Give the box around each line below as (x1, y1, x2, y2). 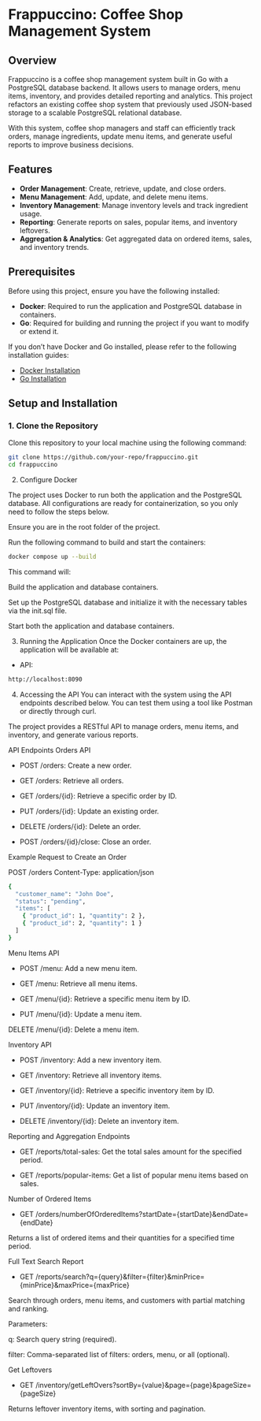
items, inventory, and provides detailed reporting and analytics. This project (8, 91, 253, 100)
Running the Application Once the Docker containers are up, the (19, 636, 227, 645)
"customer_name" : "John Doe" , (15, 890, 114, 898)
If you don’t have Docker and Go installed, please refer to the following (8, 341, 237, 352)
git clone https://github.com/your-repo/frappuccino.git (8, 453, 199, 462)
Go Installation (19, 374, 67, 383)
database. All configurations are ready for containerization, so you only (8, 499, 238, 508)
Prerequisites (8, 266, 75, 279)
